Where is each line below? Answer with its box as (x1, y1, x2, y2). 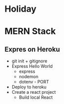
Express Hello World (11, 63, 53, 69)
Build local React (19, 94, 53, 101)
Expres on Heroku (4, 45, 60, 53)
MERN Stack (4, 26, 56, 37)
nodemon (19, 74, 39, 80)
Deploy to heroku (11, 84, 47, 90)
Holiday (4, 3, 37, 15)
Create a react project (11, 89, 56, 95)
